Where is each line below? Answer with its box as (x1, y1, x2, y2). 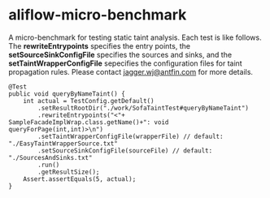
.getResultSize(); (37, 168, 100, 176)
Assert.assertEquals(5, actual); (23, 174, 137, 183)
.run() (37, 161, 60, 169)
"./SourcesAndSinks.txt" (8, 153, 93, 161)
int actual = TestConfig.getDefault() (23, 97, 155, 105)
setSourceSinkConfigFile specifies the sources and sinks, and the (8, 49, 233, 59)
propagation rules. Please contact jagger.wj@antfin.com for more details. (8, 67, 254, 76)
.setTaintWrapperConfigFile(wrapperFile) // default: (37, 132, 224, 140)
